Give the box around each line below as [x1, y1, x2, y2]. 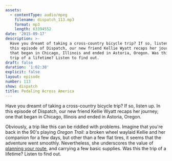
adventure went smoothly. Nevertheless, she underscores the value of [5, 139, 154, 146]
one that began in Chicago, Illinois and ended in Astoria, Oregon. [5, 113, 142, 119]
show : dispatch [5, 84, 38, 89]
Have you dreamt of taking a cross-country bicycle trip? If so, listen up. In [5, 103, 160, 109]
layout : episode [5, 74, 40, 79]
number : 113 [5, 79, 31, 84]
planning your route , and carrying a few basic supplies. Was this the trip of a [5, 145, 166, 151]
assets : [5, 7, 22, 13]
